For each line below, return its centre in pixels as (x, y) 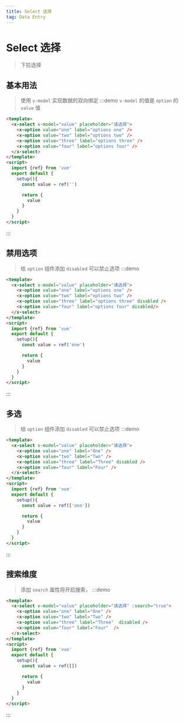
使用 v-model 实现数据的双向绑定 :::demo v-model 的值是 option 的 (99, 101)
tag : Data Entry (26, 17)
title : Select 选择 (29, 11)
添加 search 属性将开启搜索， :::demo (65, 589)
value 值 (30, 108)
